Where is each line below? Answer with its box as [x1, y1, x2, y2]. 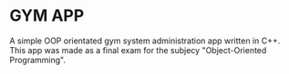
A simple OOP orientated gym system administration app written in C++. [9, 35, 281, 46]
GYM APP [9, 5, 85, 26]
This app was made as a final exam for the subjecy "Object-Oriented [9, 44, 267, 55]
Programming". [9, 54, 67, 65]
